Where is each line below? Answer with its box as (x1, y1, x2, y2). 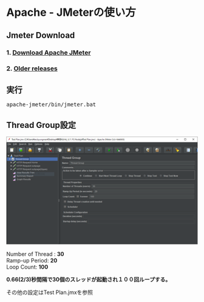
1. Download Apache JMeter (6, 48, 91, 56)
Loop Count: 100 (6, 263, 49, 270)
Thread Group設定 (6, 119, 76, 130)
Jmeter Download (6, 30, 75, 40)
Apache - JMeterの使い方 (6, 5, 137, 19)
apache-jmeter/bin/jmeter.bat (6, 101, 97, 108)
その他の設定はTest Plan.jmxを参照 (6, 289, 93, 296)
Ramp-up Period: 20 (6, 257, 58, 264)
